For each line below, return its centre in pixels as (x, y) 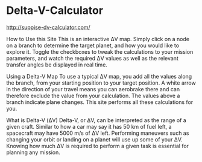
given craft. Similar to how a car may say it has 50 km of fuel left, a (89, 126)
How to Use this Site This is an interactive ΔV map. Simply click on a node (98, 39)
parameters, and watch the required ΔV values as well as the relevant (93, 58)
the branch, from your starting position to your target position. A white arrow (101, 83)
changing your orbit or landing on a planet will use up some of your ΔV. (94, 139)
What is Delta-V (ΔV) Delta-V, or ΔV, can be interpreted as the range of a (96, 120)
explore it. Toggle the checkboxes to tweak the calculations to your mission (100, 51)
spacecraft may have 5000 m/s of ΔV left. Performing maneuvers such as (98, 133)
